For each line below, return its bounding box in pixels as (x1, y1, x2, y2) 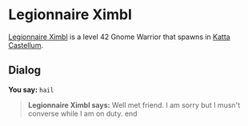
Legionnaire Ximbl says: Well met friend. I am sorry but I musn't (27, 100, 241, 109)
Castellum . (8, 40, 44, 49)
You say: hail (8, 85, 54, 94)
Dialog (8, 64, 42, 77)
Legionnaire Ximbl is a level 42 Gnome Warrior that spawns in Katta (8, 32, 230, 41)
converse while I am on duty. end (27, 108, 138, 118)
